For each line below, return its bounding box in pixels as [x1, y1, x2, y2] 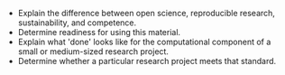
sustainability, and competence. [17, 17, 137, 28]
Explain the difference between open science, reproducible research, [17, 8, 275, 18]
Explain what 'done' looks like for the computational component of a [17, 36, 271, 47]
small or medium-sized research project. [17, 46, 170, 57]
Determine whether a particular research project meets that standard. [17, 56, 277, 66]
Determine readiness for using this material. [17, 27, 181, 37]
